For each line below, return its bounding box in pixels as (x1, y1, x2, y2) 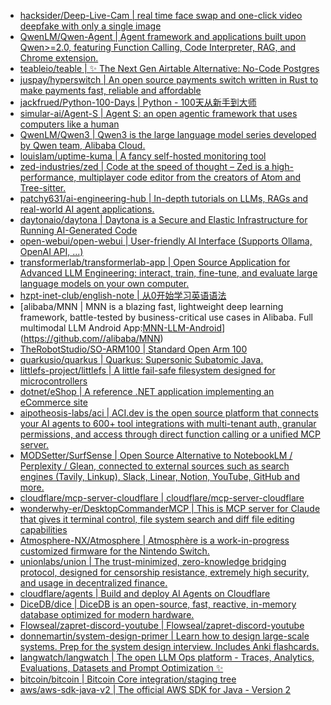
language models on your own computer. (19, 278, 190, 289)
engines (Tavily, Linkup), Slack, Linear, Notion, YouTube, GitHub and (19, 471, 300, 482)
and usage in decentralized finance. (19, 577, 168, 589)
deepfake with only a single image (19, 20, 162, 32)
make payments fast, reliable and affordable (19, 85, 202, 96)
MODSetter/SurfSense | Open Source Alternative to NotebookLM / (19, 450, 293, 461)
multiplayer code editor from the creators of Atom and (78, 171, 302, 183)
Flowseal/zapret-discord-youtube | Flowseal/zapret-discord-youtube (19, 620, 305, 631)
